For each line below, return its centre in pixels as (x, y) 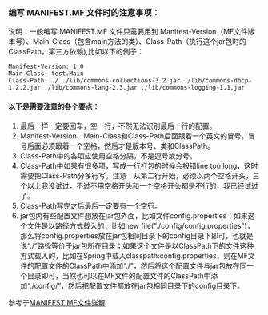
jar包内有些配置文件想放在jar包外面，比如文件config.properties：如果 (134, 215)
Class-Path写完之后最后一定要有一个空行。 (91, 205)
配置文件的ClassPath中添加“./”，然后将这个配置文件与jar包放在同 (140, 265)
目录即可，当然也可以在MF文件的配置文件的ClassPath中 (119, 275)
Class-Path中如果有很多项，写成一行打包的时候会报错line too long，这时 (139, 165)
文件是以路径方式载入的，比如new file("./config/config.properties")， (140, 225)
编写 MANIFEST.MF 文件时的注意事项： (84, 12)
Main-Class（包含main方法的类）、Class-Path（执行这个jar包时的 (139, 42)
